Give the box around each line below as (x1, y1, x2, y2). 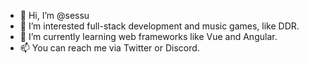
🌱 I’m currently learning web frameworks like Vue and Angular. (19, 31, 278, 42)
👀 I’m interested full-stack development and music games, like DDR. (19, 20, 300, 32)
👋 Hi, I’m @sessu (19, 10, 90, 21)
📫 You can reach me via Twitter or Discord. (19, 42, 200, 54)
